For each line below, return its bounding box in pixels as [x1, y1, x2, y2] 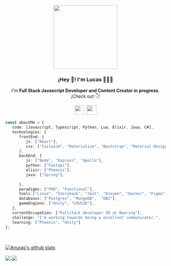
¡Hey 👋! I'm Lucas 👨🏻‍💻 [58, 76, 113, 83]
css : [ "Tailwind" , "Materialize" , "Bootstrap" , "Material [25, 143, 152, 149]
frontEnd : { [18, 134, 44, 139]
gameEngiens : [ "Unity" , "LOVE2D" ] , [18, 201, 95, 206]
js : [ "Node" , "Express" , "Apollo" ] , [25, 158, 103, 163]
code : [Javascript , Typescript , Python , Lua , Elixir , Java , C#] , [12, 125, 154, 130]
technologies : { [12, 130, 47, 135]
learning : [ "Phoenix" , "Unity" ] [12, 220, 81, 225]
